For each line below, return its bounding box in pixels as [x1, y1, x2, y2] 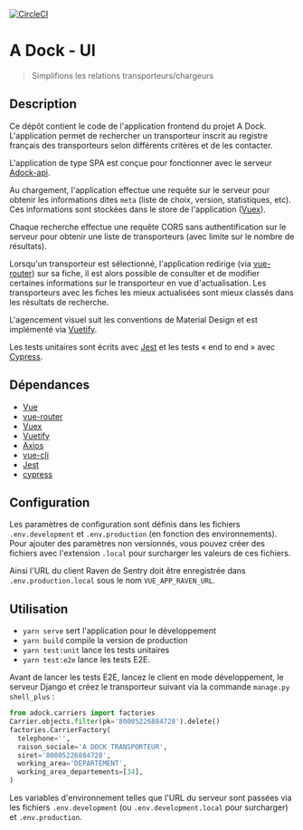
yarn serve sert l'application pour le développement [22, 625, 217, 636]
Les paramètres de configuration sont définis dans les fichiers [9, 519, 241, 530]
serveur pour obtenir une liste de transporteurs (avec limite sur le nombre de [9, 231, 295, 242]
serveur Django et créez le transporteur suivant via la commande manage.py [9, 681, 290, 692]
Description [9, 96, 77, 112]
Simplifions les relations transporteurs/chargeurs [31, 70, 214, 81]
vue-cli [22, 449, 50, 460]
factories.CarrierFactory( [9, 725, 111, 734]
